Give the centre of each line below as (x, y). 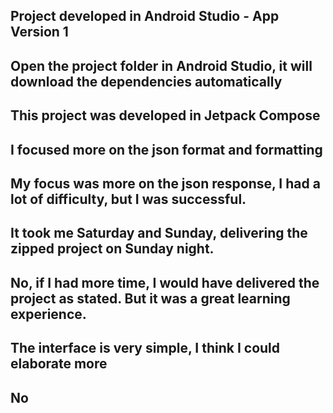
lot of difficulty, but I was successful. (128, 199)
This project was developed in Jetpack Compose (165, 115)
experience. (48, 314)
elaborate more (59, 364)
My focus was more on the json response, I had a (165, 183)
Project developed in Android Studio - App (145, 16)
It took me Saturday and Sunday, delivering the (159, 233)
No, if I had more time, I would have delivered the (165, 282)
